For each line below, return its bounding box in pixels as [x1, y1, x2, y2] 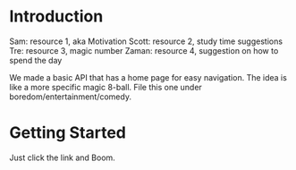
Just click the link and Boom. [9, 152, 116, 163]
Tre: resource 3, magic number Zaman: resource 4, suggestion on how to [9, 45, 279, 55]
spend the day [9, 55, 63, 65]
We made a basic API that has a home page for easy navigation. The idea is [9, 72, 288, 82]
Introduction [9, 6, 104, 27]
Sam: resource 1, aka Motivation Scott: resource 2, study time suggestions [9, 36, 283, 47]
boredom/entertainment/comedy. [9, 91, 132, 102]
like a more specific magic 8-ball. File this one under [9, 81, 203, 92]
